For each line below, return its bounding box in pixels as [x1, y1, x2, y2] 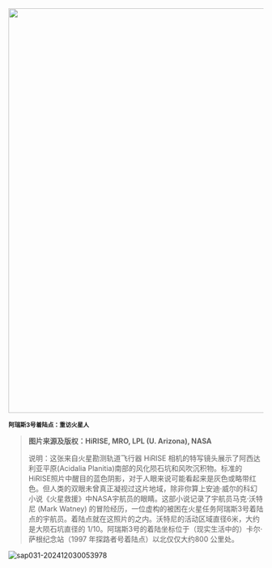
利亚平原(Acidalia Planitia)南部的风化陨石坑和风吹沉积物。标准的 [28, 464, 243, 473]
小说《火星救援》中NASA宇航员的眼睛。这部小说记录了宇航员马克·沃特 [28, 494, 263, 503]
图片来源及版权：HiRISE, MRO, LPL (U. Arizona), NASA [28, 436, 212, 446]
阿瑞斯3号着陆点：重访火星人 [8, 421, 90, 429]
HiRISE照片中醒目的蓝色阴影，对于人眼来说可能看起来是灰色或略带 [28, 473, 249, 483]
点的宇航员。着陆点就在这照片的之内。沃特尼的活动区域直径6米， [28, 514, 246, 523]
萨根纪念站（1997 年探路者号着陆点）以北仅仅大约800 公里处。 [28, 534, 239, 544]
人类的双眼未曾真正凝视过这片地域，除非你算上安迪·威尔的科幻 [49, 484, 257, 493]
